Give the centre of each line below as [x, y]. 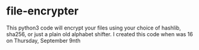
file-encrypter [43, 11]
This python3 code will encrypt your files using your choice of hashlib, [94, 28]
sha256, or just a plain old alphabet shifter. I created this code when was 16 [99, 34]
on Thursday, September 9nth [43, 40]
